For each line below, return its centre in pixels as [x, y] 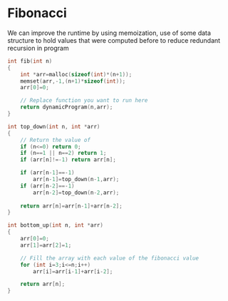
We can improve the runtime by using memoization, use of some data [109, 33]
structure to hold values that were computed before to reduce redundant [114, 40]
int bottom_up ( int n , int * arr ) [55, 225]
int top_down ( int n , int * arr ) [54, 126]
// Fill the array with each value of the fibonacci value [110, 258]
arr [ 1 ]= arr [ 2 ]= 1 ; [46, 245]
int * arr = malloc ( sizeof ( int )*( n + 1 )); [76, 74]
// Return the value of [56, 140]
